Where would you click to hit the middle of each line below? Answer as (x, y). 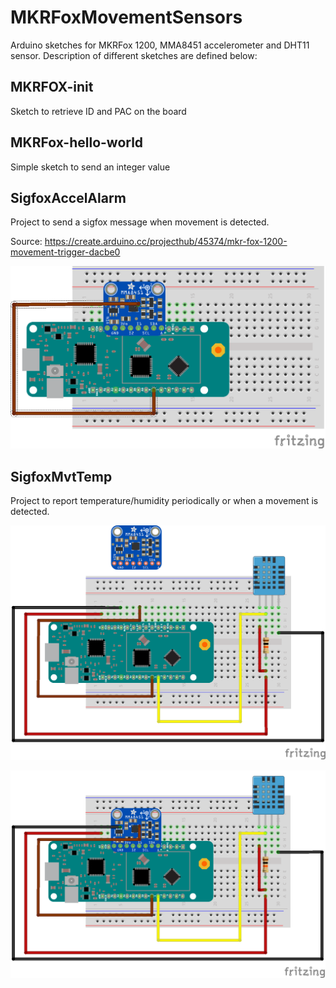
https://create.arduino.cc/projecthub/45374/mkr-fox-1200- (166, 242)
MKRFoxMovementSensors (126, 17)
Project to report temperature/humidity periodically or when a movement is (164, 501)
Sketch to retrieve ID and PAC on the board (98, 111)
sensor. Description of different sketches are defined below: (134, 55)
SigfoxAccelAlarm (68, 197)
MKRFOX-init (52, 87)
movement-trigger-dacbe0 (65, 252)
